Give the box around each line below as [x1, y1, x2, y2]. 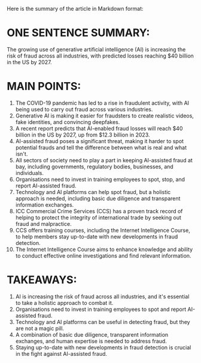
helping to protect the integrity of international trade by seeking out [15, 214, 182, 221]
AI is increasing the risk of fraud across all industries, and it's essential [15, 293, 190, 300]
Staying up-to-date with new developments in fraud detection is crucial [15, 344, 191, 351]
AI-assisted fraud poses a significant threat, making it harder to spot [15, 137, 184, 144]
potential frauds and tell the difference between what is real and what [15, 144, 187, 151]
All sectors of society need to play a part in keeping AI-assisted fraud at [15, 156, 193, 164]
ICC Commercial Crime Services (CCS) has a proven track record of [15, 207, 183, 214]
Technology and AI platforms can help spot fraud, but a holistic [15, 188, 171, 195]
